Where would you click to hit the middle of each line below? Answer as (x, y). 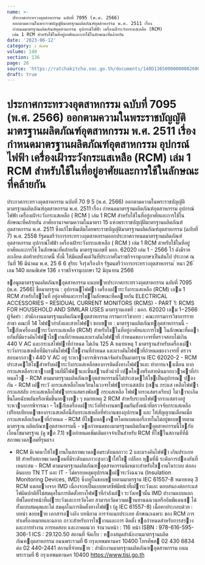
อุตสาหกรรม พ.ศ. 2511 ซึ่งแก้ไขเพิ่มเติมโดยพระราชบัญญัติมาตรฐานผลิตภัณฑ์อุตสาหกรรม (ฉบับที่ (102, 229)
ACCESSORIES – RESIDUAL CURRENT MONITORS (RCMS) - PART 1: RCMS (101, 303)
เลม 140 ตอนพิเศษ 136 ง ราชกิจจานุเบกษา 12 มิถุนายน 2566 (71, 270)
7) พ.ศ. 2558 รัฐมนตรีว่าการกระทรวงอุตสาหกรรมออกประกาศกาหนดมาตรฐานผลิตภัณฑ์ (95, 236)
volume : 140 (22, 52)
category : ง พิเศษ (28, 46)
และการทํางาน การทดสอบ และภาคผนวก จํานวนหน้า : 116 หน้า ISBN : (86, 527)
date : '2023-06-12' (32, 40)
